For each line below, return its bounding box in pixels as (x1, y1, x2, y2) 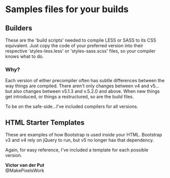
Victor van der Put (5, 162, 45, 168)
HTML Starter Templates (5, 118, 85, 127)
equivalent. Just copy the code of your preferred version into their (5, 43, 144, 49)
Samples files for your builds (5, 4, 129, 15)
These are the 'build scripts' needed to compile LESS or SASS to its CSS (5, 37, 156, 43)
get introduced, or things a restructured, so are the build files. (5, 94, 134, 100)
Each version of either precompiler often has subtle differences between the (5, 78, 165, 84)
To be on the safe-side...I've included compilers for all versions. (5, 103, 139, 110)
